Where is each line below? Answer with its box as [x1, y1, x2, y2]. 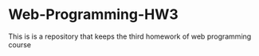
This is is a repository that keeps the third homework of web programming [8, 32, 252, 41]
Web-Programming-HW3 [8, 6, 179, 24]
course [8, 39, 32, 49]
